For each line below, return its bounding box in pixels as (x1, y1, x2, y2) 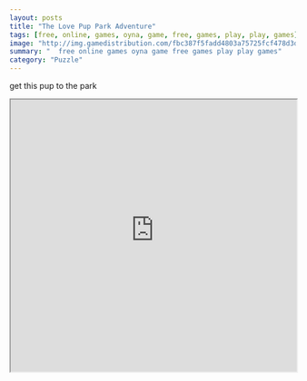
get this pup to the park (9, 81, 97, 91)
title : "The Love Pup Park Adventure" (9, 22, 156, 31)
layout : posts (9, 13, 64, 23)
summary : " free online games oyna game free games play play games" (9, 47, 282, 56)
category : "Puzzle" (9, 55, 84, 64)
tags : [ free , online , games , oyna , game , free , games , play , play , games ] (9, 30, 299, 39)
